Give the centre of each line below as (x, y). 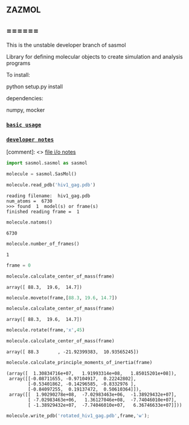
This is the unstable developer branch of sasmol (66, 45)
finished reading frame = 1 (43, 212)
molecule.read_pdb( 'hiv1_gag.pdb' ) (51, 185)
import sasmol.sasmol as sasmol (47, 163)
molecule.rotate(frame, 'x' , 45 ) (46, 330)
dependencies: (25, 99)
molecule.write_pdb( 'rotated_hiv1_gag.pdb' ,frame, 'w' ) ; (78, 416)
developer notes (30, 140)
